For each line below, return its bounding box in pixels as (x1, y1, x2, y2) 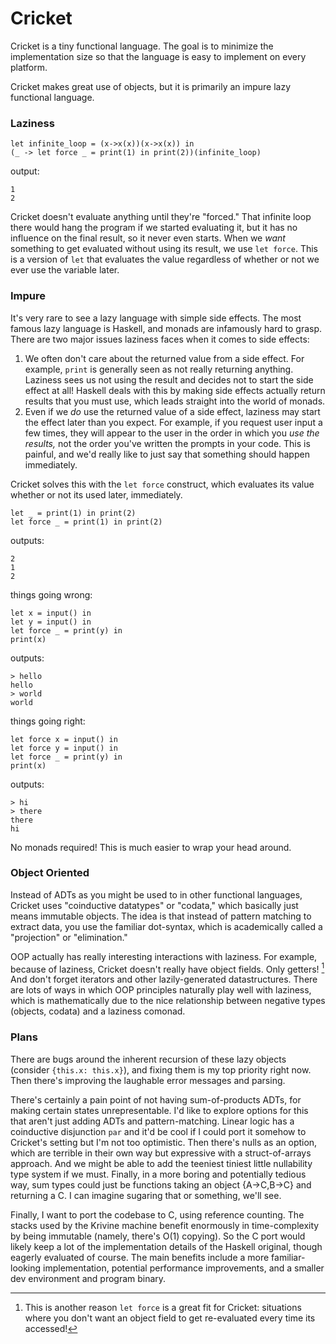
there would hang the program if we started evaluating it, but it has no (10, 222, 298, 234)
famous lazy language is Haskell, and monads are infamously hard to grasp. (10, 322, 323, 334)
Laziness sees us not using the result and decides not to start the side (24, 373, 314, 386)
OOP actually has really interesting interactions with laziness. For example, (10, 950, 318, 962)
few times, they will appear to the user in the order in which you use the (24, 427, 320, 439)
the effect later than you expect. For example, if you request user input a (24, 416, 323, 428)
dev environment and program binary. (10, 1272, 167, 1284)
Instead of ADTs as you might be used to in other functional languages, (10, 888, 303, 901)
